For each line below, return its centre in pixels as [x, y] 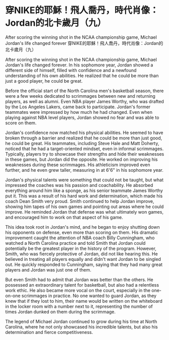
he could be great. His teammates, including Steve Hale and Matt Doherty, [82, 143]
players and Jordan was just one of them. [48, 269]
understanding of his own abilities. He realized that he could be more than [82, 76]
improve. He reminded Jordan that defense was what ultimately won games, [84, 212]
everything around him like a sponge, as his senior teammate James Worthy [84, 190]
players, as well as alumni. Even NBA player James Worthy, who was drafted [84, 101]
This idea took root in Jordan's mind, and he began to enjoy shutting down [82, 227]
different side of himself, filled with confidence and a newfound [71, 70]
